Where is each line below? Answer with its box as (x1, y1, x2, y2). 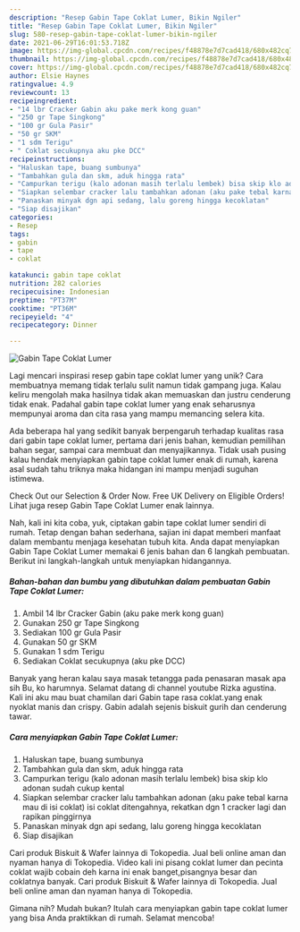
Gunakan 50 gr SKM (21, 637, 97, 647)
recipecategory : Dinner (9, 321, 98, 329)
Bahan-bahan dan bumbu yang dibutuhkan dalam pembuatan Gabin (9, 576, 271, 586)
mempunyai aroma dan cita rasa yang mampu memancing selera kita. (9, 408, 265, 419)
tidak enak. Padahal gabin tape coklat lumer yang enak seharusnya (9, 399, 256, 410)
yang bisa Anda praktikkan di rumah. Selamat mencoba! (9, 912, 215, 923)
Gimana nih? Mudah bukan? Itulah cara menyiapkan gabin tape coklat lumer (9, 903, 288, 914)
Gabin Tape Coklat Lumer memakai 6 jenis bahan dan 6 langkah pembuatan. (9, 546, 290, 557)
